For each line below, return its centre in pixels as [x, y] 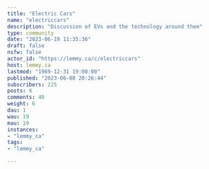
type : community [30, 33]
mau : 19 [18, 123]
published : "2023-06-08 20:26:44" [57, 78]
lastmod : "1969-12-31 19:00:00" [54, 71]
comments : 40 [26, 98]
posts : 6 [20, 91]
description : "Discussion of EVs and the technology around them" [105, 26]
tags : [15, 143]
